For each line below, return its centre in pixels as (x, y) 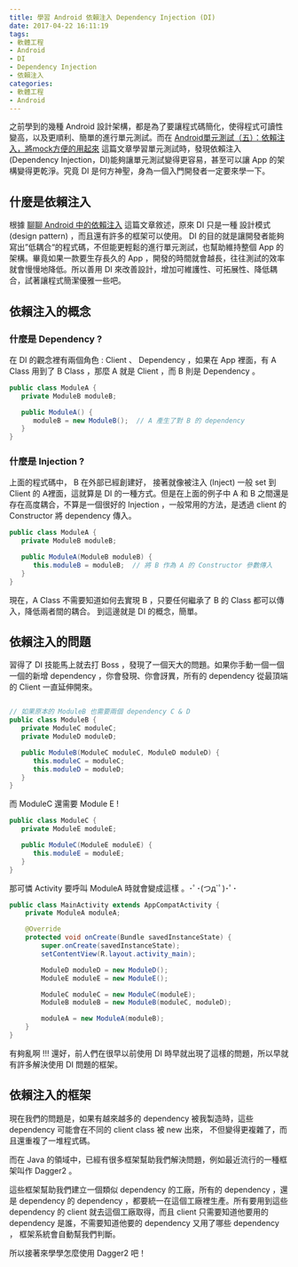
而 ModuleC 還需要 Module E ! (64, 804)
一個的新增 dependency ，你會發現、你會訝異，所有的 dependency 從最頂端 (149, 676)
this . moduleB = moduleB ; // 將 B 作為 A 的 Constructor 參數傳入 (153, 566)
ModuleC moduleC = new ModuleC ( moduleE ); (119, 994)
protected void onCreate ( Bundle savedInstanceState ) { (129, 938)
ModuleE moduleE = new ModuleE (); (105, 978)
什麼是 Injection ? (47, 462)
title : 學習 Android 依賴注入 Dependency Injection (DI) (113, 17)
